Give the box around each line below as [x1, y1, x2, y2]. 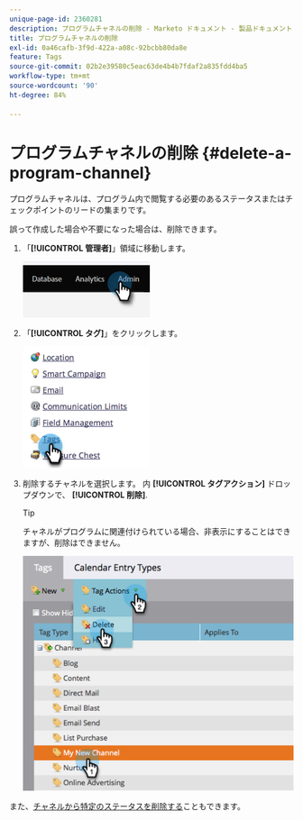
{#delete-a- [201, 142, 292, 163]
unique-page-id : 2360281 [9, 14, 103, 23]
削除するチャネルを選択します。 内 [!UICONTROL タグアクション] [22, 478, 266, 489]
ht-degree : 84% [9, 90, 67, 99]
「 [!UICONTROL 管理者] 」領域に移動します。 [22, 243, 191, 254]
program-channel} [9, 162, 151, 183]
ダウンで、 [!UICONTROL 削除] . [30, 489, 149, 500]
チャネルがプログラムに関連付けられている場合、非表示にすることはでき [22, 526, 291, 537]
